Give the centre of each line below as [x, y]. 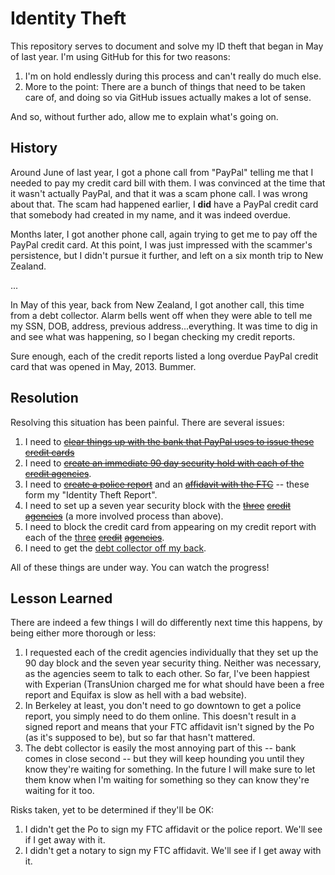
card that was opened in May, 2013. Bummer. [103, 366]
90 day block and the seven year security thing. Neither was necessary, [173, 663]
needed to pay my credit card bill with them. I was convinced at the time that [168, 183]
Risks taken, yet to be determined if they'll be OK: [112, 810]
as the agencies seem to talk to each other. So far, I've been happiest [167, 674]
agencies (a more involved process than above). [124, 516]
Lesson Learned [61, 598]
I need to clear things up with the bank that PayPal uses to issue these [169, 441]
